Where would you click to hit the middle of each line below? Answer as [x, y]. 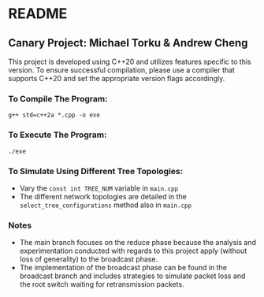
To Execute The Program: [58, 135]
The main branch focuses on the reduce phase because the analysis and [138, 243]
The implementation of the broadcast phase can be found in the [123, 268]
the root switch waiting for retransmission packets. [102, 284]
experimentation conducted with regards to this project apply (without [133, 251]
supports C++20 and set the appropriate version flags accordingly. [117, 78]
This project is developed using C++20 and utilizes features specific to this [130, 61]
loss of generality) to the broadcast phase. [89, 259]
